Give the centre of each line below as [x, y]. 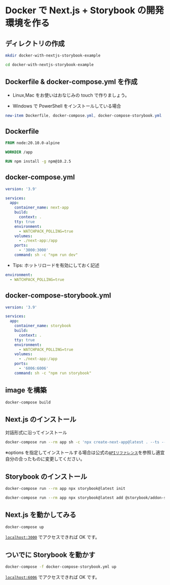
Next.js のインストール [41, 419]
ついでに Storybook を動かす [50, 555]
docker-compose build [28, 402]
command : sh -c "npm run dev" [46, 255]
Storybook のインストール [46, 476]
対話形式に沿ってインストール [36, 432]
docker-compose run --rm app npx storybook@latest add [64, 498]
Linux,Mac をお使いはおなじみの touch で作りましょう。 [71, 95]
